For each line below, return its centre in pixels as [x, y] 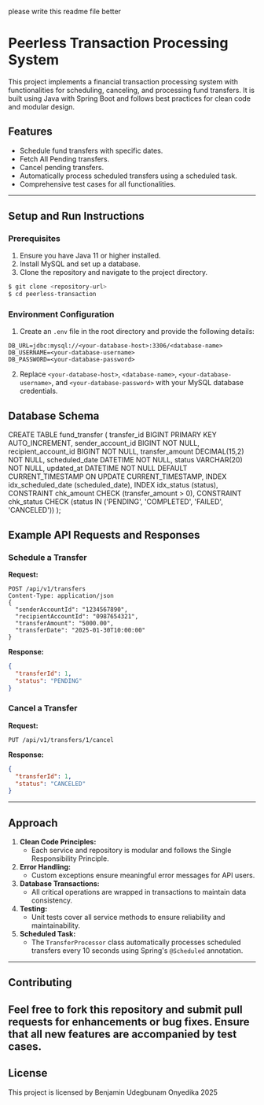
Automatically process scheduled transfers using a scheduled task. [128, 176]
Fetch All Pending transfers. [64, 159]
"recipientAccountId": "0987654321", [77, 616]
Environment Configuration [61, 314]
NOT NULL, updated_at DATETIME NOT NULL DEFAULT [98, 469]
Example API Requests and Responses [104, 535]
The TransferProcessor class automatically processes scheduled [136, 942]
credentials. [38, 391]
